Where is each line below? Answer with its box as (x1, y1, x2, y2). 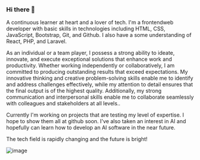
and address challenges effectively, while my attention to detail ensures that (6, 81, 193, 88)
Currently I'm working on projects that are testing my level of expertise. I (6, 111, 184, 118)
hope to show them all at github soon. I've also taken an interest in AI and (6, 118, 186, 125)
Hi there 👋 (6, 5, 36, 14)
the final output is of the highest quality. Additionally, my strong (6, 87, 162, 95)
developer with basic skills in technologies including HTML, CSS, (6, 25, 166, 32)
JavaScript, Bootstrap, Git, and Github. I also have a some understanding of (6, 32, 192, 39)
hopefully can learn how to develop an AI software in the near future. (6, 124, 176, 131)
